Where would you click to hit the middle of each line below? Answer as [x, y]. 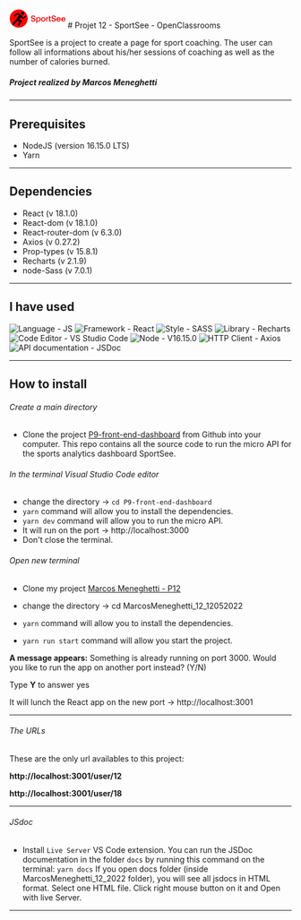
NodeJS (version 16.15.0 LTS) [76, 145]
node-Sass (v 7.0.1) [57, 270]
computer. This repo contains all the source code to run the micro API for [157, 444]
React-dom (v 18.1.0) [60, 222]
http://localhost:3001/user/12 [66, 776]
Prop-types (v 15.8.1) [60, 251]
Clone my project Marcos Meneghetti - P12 [101, 588]
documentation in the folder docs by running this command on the [143, 859]
